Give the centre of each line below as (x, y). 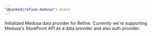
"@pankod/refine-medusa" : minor (38, 9)
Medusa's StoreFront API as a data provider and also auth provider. (72, 28)
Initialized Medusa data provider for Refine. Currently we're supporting (76, 23)
